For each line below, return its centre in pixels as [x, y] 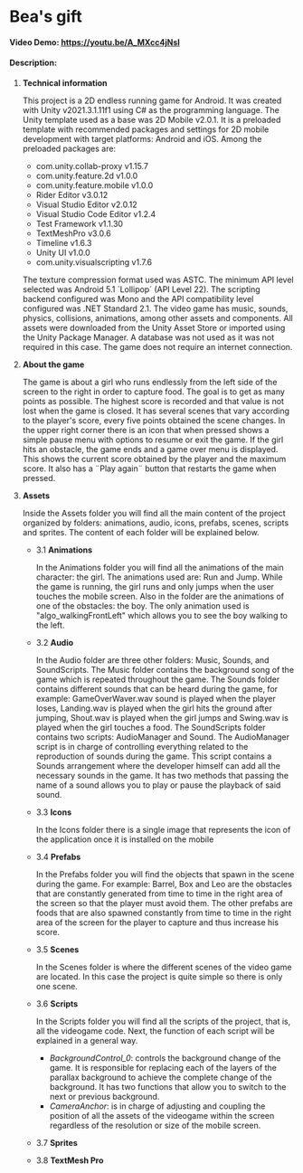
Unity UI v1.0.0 [63, 252]
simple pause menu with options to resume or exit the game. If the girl [153, 440]
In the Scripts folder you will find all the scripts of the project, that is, [163, 1021]
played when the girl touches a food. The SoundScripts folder [151, 727]
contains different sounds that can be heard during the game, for [157, 688]
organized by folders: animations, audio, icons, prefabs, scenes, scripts [156, 523]
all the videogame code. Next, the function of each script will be [156, 1031]
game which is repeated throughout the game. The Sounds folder [158, 679]
